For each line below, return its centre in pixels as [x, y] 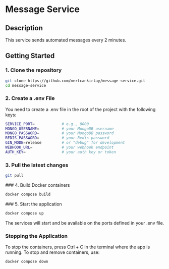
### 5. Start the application [34, 204]
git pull [14, 176]
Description [24, 28]
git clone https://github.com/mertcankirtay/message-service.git [75, 81]
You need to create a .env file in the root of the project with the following [80, 109]
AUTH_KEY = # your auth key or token [61, 152]
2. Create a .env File [30, 98]
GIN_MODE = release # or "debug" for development [65, 143]
